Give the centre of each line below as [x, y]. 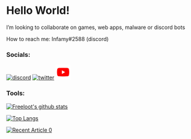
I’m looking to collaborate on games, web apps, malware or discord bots [96, 27]
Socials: [18, 54]
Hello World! [38, 11]
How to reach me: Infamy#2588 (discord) [58, 39]
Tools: [16, 93]
